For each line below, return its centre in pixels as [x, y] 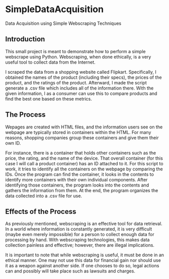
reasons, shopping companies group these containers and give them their [82, 137]
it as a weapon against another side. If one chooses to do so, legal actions [82, 266]
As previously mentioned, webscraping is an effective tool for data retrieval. [84, 224]
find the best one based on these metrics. [49, 99]
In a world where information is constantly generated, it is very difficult [79, 229]
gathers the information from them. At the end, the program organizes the [82, 190]
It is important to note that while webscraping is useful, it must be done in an [85, 255]
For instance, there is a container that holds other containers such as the [81, 153]
